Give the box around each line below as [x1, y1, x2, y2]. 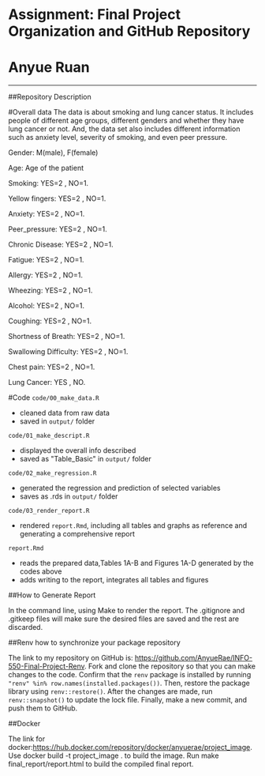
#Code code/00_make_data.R [8, 393, 100, 402]
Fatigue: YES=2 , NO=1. [8, 255, 84, 265]
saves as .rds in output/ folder [19, 492, 118, 501]
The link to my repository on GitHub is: [8, 654, 133, 663]
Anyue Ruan [8, 58, 90, 77]
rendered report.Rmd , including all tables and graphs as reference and [19, 521, 248, 530]
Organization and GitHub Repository [8, 22, 251, 40]
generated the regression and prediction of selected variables [19, 484, 221, 493]
